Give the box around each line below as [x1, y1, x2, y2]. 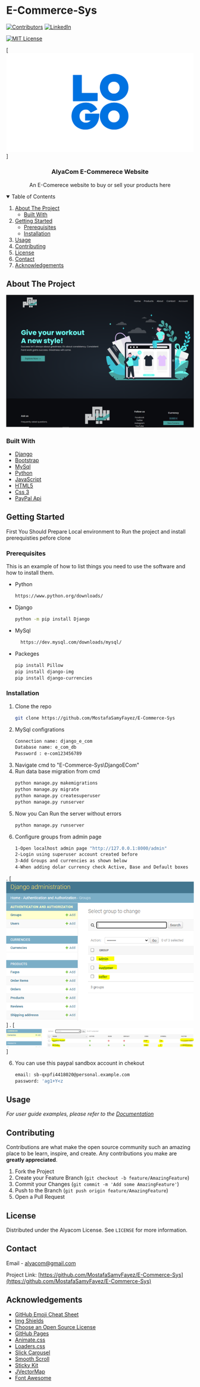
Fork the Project [14, 1168, 55, 1175]
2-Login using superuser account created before [14, 852, 138, 858]
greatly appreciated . [6, 1156, 58, 1164]
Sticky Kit [14, 1361, 39, 1368]
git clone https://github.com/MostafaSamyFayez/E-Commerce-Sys [14, 715, 176, 721]
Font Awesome [14, 1374, 52, 1381]
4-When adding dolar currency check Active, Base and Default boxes [14, 864, 189, 870]
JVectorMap [14, 1368, 46, 1375]
